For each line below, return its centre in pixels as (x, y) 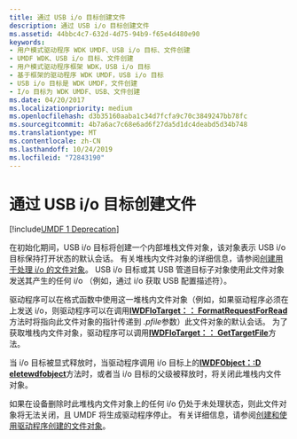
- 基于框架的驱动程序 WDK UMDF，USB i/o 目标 (86, 75)
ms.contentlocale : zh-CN (55, 141)
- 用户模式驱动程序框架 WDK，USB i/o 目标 (80, 67)
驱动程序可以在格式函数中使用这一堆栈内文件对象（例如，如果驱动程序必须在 (149, 300)
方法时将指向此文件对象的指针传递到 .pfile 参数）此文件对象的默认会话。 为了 (148, 322)
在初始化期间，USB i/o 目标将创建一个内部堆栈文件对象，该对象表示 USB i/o (148, 247)
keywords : (27, 42)
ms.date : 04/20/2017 (47, 100)
